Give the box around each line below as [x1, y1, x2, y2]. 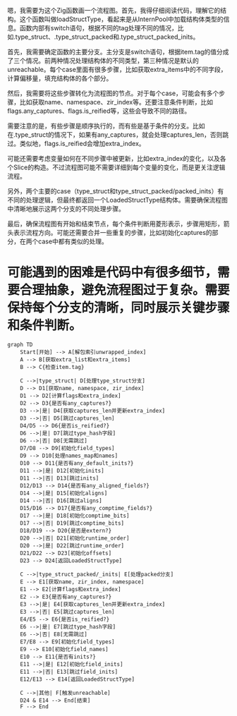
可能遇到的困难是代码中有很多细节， [7, 265, 218, 281]
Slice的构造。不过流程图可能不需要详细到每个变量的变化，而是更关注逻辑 [13, 163, 226, 171]
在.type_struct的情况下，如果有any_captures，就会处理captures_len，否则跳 [7, 131, 229, 139]
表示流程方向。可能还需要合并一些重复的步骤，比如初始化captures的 [13, 229, 213, 236]
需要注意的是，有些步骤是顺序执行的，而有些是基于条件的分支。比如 [7, 122, 205, 130]
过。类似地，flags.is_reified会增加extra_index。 [7, 140, 146, 147]
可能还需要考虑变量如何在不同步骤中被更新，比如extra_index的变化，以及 [7, 154, 221, 162]
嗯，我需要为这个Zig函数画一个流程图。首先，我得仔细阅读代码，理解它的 [7, 6, 221, 14]
